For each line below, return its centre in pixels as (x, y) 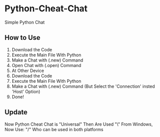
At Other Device (28, 70)
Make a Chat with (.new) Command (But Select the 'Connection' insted (83, 86)
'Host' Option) (26, 91)
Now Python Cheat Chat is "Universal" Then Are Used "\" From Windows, (79, 124)
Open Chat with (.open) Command (46, 65)
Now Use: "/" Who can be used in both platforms (54, 129)
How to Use (23, 38)
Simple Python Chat (25, 22)
